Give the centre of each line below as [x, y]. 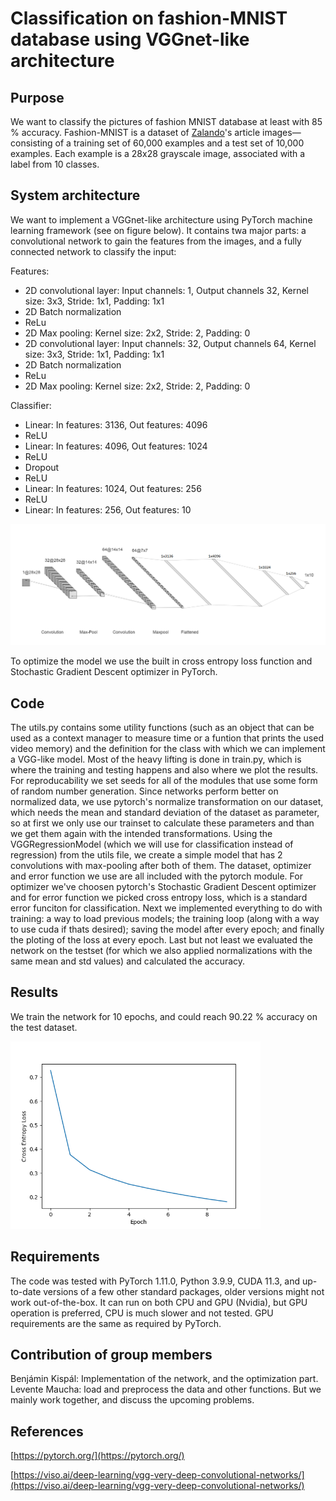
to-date [26, 1291]
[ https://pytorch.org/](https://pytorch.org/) [97, 1456]
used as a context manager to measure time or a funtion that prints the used [167, 738]
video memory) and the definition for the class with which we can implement [168, 749]
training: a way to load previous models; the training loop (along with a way [165, 919]
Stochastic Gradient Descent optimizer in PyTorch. [114, 672]
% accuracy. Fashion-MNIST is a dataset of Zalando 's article [135, 132]
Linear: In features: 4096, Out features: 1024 [116, 446]
